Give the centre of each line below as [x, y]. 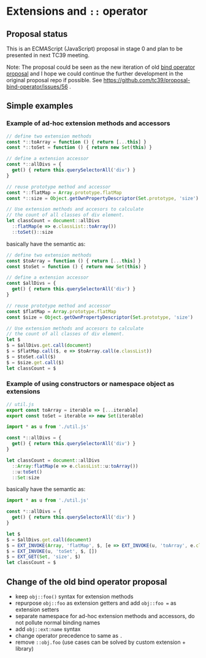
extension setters [37, 610]
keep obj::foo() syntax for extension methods [74, 597]
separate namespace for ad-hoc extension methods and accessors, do [105, 616]
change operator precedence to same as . [69, 636]
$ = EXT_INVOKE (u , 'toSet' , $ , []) [52, 551]
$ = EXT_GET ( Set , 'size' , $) [44, 557]
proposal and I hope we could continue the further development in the [95, 74]
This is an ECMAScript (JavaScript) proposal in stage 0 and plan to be [94, 48]
